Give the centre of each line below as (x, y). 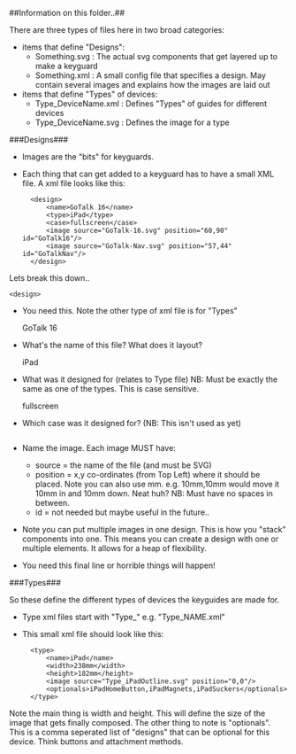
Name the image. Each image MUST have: (99, 448)
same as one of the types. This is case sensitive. (110, 389)
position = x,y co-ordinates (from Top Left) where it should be (148, 474)
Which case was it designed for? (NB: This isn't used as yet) (131, 423)
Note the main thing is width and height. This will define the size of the (137, 713)
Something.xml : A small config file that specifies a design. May (151, 75)
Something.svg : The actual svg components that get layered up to (156, 56)
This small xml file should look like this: (93, 634)
